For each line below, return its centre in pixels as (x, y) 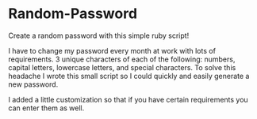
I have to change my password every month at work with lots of (112, 50)
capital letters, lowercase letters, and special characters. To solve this (122, 67)
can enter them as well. (46, 108)
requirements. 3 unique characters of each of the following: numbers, (122, 59)
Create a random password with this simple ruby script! (99, 35)
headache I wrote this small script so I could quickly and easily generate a (129, 76)
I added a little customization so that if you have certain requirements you (128, 99)
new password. (33, 84)
